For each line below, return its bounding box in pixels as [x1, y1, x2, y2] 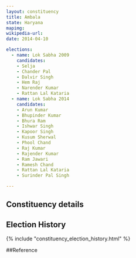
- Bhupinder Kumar [16, 113, 62, 118]
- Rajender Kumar [16, 151, 59, 157]
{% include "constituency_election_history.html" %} [6, 235, 131, 242]
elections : [6, 47, 33, 53]
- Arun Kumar [16, 107, 49, 113]
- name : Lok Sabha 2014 [11, 96, 69, 102]
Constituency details [6, 200, 84, 210]
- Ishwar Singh [16, 123, 54, 130]
